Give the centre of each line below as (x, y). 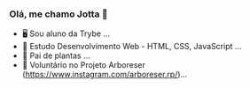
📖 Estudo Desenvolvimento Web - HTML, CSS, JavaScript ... (132, 47)
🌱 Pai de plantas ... (56, 55)
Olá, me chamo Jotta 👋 (59, 14)
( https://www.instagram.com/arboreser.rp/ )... (105, 75)
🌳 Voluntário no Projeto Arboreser (84, 65)
